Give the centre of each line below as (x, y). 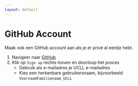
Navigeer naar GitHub (34, 57)
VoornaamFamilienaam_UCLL (45, 78)
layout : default (21, 10)
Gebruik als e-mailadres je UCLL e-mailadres (64, 67)
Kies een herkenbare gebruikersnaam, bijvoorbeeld (71, 73)
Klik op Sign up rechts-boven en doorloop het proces (66, 62)
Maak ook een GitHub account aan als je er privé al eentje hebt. (69, 48)
